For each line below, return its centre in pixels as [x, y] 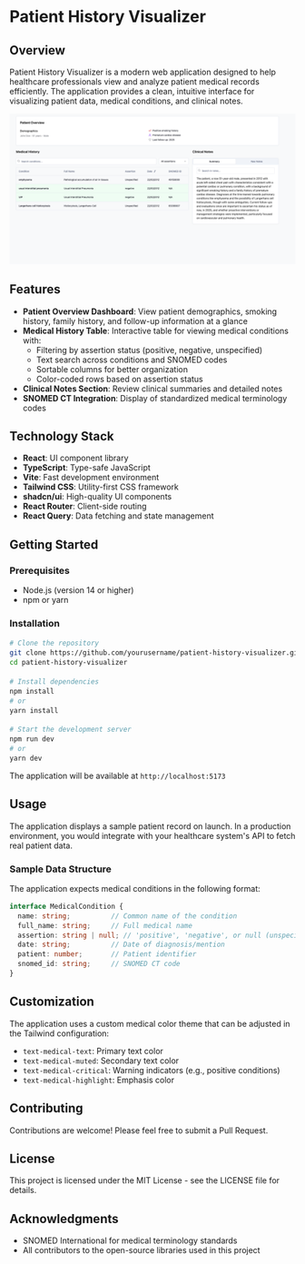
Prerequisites [39, 570]
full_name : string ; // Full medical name [105, 925]
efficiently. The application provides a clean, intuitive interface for [132, 91]
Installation [35, 624]
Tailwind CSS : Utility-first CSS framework [100, 487]
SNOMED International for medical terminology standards [130, 1240]
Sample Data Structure [60, 869]
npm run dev [32, 739]
